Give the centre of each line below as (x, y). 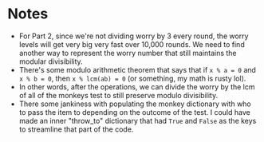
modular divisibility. (51, 61)
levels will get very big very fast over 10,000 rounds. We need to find (132, 44)
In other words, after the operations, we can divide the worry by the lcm (137, 87)
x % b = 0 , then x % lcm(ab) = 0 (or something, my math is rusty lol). (132, 78)
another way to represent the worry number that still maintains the (128, 53)
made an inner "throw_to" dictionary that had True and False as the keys (138, 120)
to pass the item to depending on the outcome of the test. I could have (134, 112)
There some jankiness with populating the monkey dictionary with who (135, 104)
